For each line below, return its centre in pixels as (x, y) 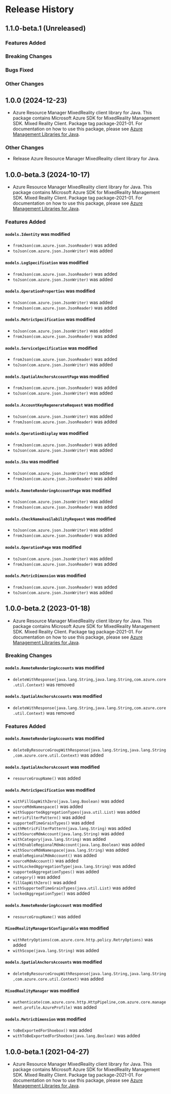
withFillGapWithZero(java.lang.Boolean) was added (68, 801)
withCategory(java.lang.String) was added (59, 839)
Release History (40, 9)
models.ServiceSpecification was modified (52, 348)
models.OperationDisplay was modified (47, 433)
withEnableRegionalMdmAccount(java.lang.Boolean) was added (79, 845)
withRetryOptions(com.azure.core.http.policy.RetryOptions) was (83, 939)
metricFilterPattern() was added (49, 817)
